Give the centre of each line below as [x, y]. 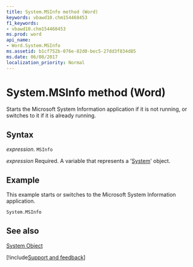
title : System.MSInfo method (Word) [52, 12]
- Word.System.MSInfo [33, 46]
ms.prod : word [24, 35]
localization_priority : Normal [46, 62]
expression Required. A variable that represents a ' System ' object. [88, 161]
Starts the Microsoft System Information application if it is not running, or [97, 109]
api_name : [19, 40]
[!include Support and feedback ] [46, 257]
